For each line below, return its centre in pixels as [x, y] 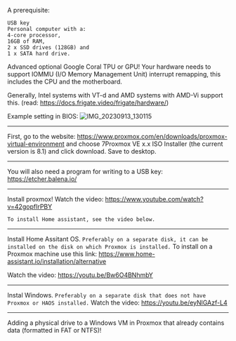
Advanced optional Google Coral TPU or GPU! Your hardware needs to [109, 67]
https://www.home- [127, 254]
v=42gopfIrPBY [30, 207]
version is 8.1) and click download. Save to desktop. [82, 151]
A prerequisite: [29, 10]
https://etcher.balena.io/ [42, 179]
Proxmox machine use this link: [52, 254]
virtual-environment [36, 144]
